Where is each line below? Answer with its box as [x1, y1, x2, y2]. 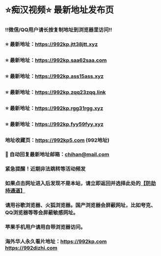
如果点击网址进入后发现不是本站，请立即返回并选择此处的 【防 [5, 180, 151, 187]
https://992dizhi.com [5, 245, 57, 252]
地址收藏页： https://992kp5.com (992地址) [5, 136, 109, 143]
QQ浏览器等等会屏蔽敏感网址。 [5, 209, 79, 216]
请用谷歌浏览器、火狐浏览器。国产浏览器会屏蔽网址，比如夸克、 [5, 202, 156, 209]
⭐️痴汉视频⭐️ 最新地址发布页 [5, 4, 114, 16]
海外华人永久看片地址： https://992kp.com [5, 238, 107, 245]
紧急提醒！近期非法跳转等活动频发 [5, 165, 86, 172]
